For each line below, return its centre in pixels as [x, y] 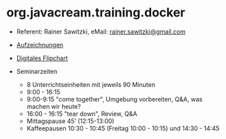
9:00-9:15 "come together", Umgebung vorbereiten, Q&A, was [115, 99]
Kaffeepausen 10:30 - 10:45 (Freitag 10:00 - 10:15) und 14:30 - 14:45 [123, 128]
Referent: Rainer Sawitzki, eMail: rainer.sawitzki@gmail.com [101, 31]
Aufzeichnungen [40, 45]
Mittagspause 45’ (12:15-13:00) [70, 121]
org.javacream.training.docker [96, 13]
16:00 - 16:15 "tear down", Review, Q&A [82, 114]
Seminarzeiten [37, 71]
